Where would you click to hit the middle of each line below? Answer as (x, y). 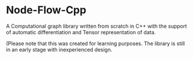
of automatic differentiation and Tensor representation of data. (81, 32)
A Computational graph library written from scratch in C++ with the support (96, 26)
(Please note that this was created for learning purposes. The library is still (96, 43)
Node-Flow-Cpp (46, 10)
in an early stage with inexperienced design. (59, 49)
